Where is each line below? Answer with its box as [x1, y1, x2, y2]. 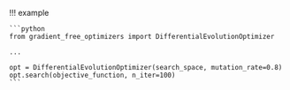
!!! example [9, 8, 50, 18]
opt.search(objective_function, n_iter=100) [9, 71, 176, 79]
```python [9, 25, 46, 34]
